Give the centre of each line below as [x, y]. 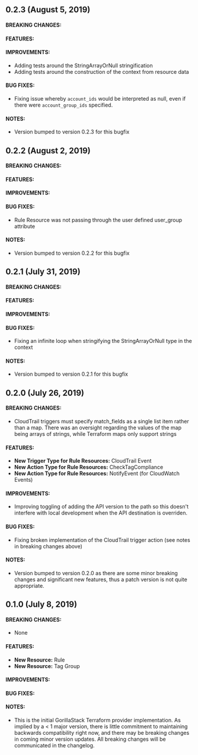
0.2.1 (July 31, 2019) [43, 272]
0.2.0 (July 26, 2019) [45, 393]
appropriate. [29, 585]
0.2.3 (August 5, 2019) [48, 10]
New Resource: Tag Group [47, 666]
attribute [25, 226]
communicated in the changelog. [54, 745]
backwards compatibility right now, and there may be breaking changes [102, 732]
